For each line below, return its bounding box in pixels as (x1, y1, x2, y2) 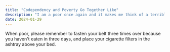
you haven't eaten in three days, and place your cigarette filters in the (5, 36, 150, 42)
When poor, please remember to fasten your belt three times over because (5, 31, 161, 37)
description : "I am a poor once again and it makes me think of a (5, 12, 148, 17)
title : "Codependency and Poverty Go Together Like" (5, 7, 119, 13)
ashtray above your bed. (5, 41, 56, 47)
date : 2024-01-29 (5, 17, 42, 22)
